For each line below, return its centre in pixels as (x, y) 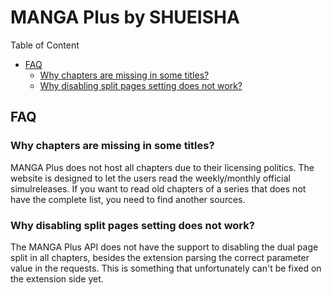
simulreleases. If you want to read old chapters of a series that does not (158, 188)
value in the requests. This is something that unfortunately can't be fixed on (166, 268)
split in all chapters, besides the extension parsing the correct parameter (160, 257)
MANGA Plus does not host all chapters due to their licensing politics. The (162, 167)
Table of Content (45, 45)
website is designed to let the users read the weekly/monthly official (151, 178)
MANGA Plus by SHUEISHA (125, 17)
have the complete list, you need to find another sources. (128, 199)
